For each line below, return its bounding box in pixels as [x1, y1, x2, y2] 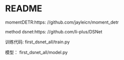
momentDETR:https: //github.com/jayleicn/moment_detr [5, 19, 119, 25]
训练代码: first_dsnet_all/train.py [5, 39, 70, 45]
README [5, 3, 42, 14]
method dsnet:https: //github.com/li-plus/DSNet [5, 29, 103, 34]
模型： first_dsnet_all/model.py [5, 49, 68, 55]
